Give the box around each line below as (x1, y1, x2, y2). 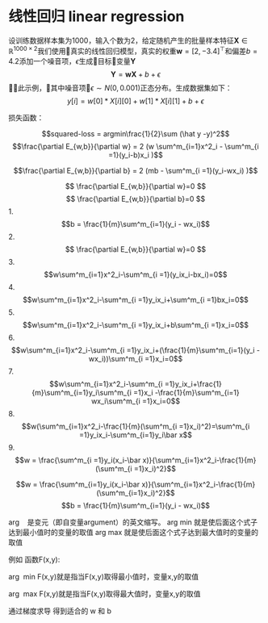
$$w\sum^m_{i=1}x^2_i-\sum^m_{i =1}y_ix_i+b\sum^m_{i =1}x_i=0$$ (23, 320, 249, 329)
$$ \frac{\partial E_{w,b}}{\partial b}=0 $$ (65, 194, 206, 203)
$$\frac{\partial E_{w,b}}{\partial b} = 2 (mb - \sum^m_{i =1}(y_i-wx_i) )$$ (13, 165, 258, 175)
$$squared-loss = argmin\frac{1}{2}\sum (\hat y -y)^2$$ (41, 128, 230, 138)
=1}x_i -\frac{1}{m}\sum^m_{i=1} (132, 387, 240, 397)
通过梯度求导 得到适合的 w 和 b (8, 606, 111, 616)
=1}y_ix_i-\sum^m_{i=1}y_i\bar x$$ (79, 429, 192, 440)
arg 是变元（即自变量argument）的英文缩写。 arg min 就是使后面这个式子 (8, 517, 258, 527)
